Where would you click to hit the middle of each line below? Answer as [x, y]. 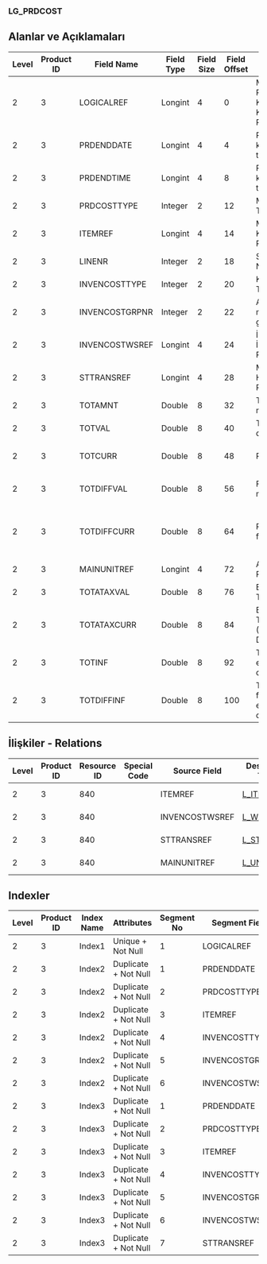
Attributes [132, 923]
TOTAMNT [99, 405]
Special [138, 766]
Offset [236, 69]
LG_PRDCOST [35, 11]
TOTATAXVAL [104, 592]
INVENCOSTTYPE [113, 284]
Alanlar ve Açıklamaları [67, 37]
